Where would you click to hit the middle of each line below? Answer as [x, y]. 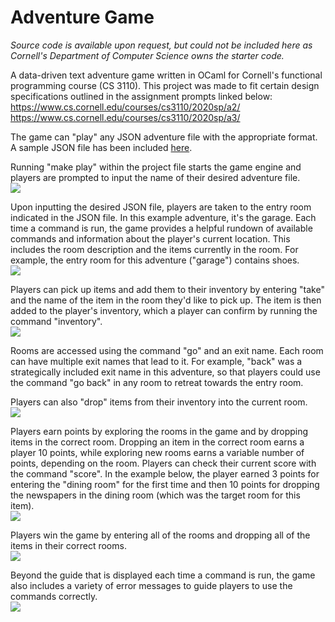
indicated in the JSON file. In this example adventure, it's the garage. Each [163, 217]
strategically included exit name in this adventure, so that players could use [165, 372]
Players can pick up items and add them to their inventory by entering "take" [167, 289]
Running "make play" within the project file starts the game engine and [156, 167]
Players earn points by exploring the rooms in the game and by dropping [159, 431]
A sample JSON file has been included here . [101, 147]
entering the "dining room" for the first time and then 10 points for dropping [165, 484]
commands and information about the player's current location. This [150, 238]
